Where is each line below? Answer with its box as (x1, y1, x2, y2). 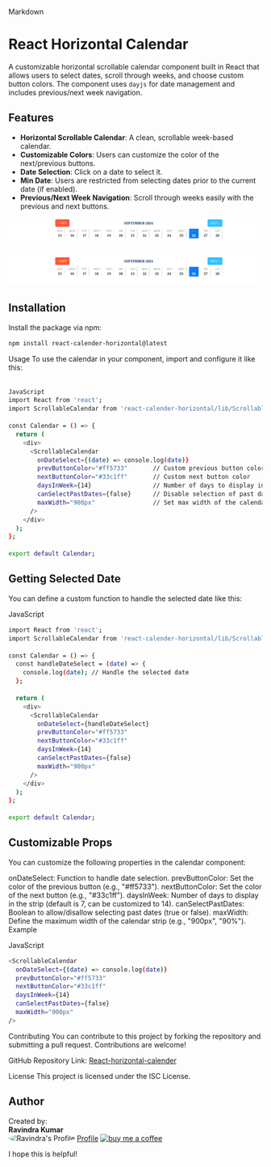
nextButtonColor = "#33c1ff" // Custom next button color (37, 473, 251, 481)
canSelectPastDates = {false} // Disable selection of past (37, 490, 254, 498)
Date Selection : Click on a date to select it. (19, 167, 163, 176)
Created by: (8, 1116, 48, 1126)
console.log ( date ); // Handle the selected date (23, 669, 190, 677)
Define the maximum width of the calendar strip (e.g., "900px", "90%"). (8, 915, 246, 925)
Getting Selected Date (8, 572, 121, 586)
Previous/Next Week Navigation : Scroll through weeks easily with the (19, 192, 254, 202)
